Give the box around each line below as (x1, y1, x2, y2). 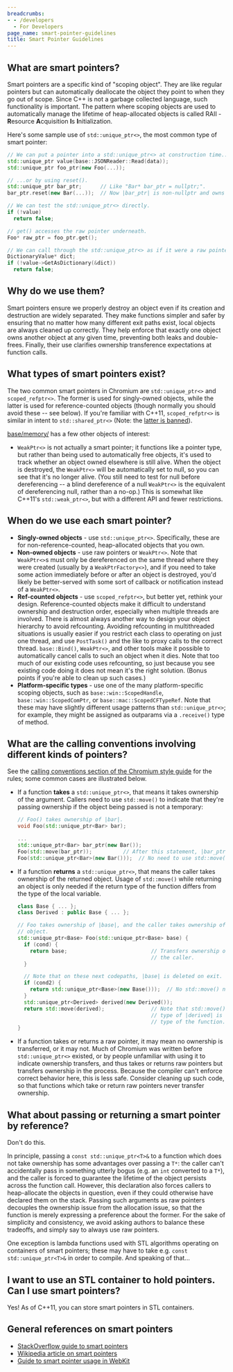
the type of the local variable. (17, 889, 102, 898)
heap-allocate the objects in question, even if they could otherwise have (7, 1189, 214, 1197)
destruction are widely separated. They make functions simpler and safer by (7, 311, 225, 320)
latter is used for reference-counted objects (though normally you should (7, 401, 216, 410)
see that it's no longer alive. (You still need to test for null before (17, 472, 200, 481)
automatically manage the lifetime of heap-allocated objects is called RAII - (7, 109, 222, 118)
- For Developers (13, 23, 64, 30)
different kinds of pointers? (7, 748, 128, 761)
